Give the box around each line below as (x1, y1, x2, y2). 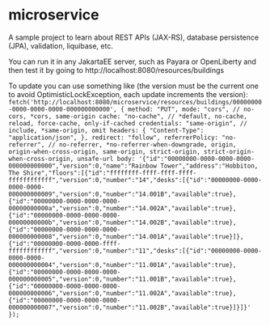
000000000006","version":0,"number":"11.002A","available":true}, (8, 289, 237, 297)
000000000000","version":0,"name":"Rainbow (8, 162, 158, 170)
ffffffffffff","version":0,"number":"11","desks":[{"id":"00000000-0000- (8, 247, 263, 255)
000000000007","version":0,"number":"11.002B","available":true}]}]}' (8, 303, 251, 311)
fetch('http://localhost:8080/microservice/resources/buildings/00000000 (8, 98, 263, 106)
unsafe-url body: (77, 155, 136, 163)
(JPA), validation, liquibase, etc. (8, 40, 113, 50)
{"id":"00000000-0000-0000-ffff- (8, 239, 121, 248)
